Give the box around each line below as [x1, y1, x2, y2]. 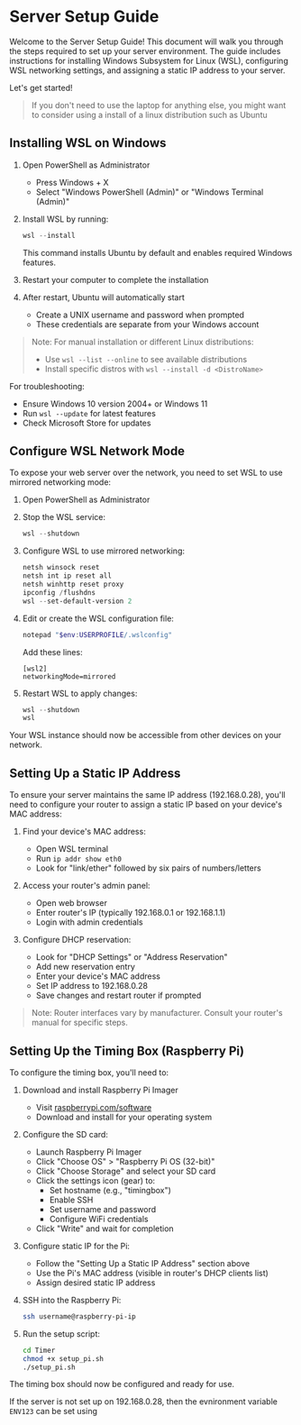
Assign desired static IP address [35, 1277, 156, 1288]
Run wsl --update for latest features [22, 407, 156, 418]
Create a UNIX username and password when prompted [35, 309, 245, 320]
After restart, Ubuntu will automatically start [22, 291, 185, 303]
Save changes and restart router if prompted [35, 990, 202, 1001]
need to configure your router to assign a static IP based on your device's [9, 799, 282, 810]
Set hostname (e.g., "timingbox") [49, 1184, 171, 1195]
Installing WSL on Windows [9, 135, 167, 151]
